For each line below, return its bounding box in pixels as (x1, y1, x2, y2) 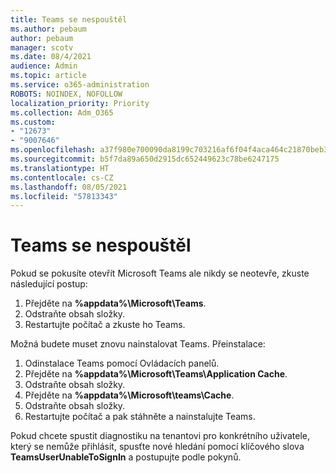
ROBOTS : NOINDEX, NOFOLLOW (10, 89, 123, 99)
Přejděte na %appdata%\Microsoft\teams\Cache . (24, 389, 235, 401)
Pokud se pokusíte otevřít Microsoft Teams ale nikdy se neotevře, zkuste (10, 267, 310, 280)
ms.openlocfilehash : (10, 145, 97, 155)
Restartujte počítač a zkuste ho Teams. (24, 319, 186, 331)
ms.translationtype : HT (10, 163, 110, 173)
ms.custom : (10, 117, 56, 127)
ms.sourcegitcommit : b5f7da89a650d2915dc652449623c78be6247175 (10, 154, 280, 164)
